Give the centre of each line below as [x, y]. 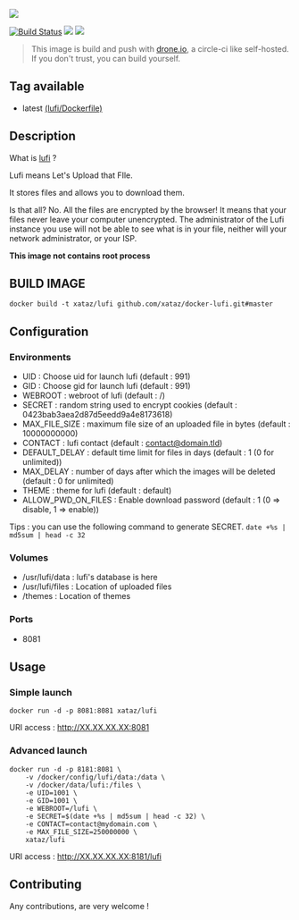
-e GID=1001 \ [51, 800]
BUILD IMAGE [47, 284]
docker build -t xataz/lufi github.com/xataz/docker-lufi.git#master [141, 304]
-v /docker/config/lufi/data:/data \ [96, 777]
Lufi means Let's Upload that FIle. [71, 175]
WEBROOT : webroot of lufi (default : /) [94, 396]
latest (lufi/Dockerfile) [62, 108]
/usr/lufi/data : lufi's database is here [90, 578]
